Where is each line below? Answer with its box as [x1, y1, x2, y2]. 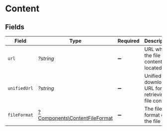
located [144, 65, 162, 71]
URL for [144, 85, 163, 92]
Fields [5, 23, 25, 31]
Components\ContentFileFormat [38, 115, 113, 122]
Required [117, 38, 140, 44]
